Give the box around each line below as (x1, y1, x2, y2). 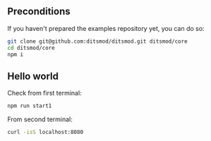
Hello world (7, 70, 59, 82)
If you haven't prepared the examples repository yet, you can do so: (7, 24, 205, 32)
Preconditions (7, 6, 71, 18)
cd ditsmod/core (7, 44, 55, 51)
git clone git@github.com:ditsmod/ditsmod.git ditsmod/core (7, 38, 188, 45)
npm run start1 (7, 102, 52, 109)
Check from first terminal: (7, 89, 83, 98)
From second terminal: (7, 115, 73, 123)
